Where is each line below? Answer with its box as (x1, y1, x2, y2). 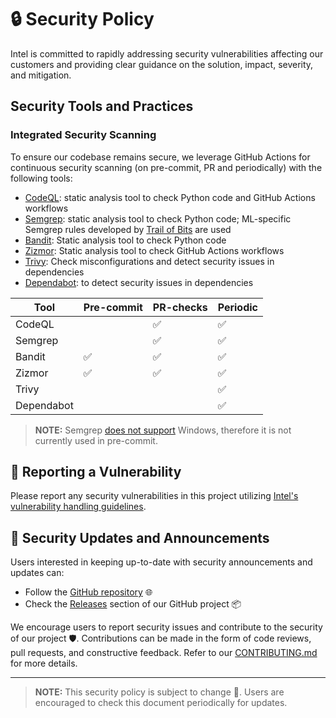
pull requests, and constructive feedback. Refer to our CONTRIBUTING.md (10, 647, 318, 659)
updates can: (10, 567, 65, 579)
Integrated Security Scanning (10, 128, 157, 142)
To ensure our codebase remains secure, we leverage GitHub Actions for (10, 151, 311, 163)
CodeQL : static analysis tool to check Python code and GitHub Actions (24, 191, 316, 203)
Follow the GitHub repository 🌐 (24, 586, 153, 598)
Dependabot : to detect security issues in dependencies (24, 276, 254, 288)
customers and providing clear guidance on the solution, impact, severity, (10, 58, 314, 70)
